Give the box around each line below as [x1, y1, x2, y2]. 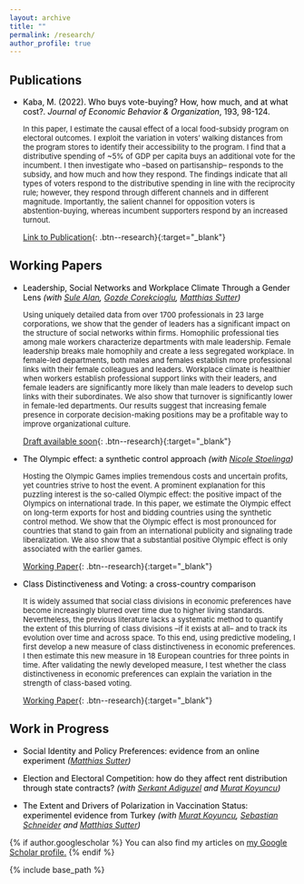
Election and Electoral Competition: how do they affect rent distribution [22, 772, 288, 783]
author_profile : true [9, 38, 92, 48]
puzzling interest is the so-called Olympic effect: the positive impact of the [22, 488, 282, 499]
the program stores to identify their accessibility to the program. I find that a [22, 142, 286, 153]
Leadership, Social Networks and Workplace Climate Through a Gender [22, 282, 290, 293]
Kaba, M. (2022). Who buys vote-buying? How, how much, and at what [22, 96, 289, 107]
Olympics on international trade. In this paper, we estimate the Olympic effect [22, 497, 291, 508]
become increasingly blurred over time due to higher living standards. [22, 605, 265, 615]
